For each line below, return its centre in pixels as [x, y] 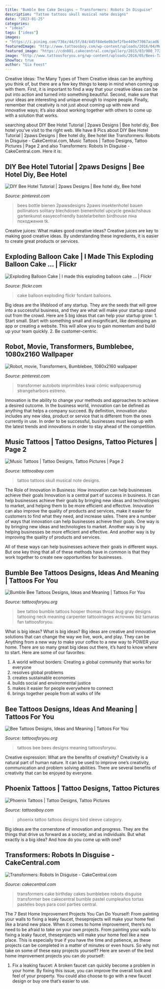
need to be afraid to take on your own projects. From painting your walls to [81, 929]
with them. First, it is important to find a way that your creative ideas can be [82, 89]
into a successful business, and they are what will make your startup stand [81, 310]
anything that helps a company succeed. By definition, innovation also [76, 410]
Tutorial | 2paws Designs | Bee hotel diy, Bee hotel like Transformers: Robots [82, 136]
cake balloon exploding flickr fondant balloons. [64, 295]
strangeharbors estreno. [42, 391]
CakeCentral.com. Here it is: [34, 151]
